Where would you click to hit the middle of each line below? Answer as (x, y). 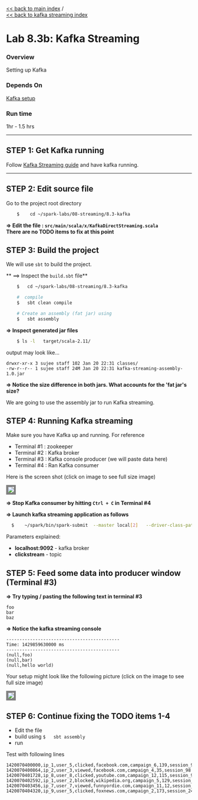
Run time (19, 114)
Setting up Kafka (27, 70)
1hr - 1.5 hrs (20, 127)
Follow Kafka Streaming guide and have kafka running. (72, 164)
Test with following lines (35, 754)
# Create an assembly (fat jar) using (64, 314)
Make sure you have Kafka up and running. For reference (75, 435)
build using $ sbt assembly (50, 736)
